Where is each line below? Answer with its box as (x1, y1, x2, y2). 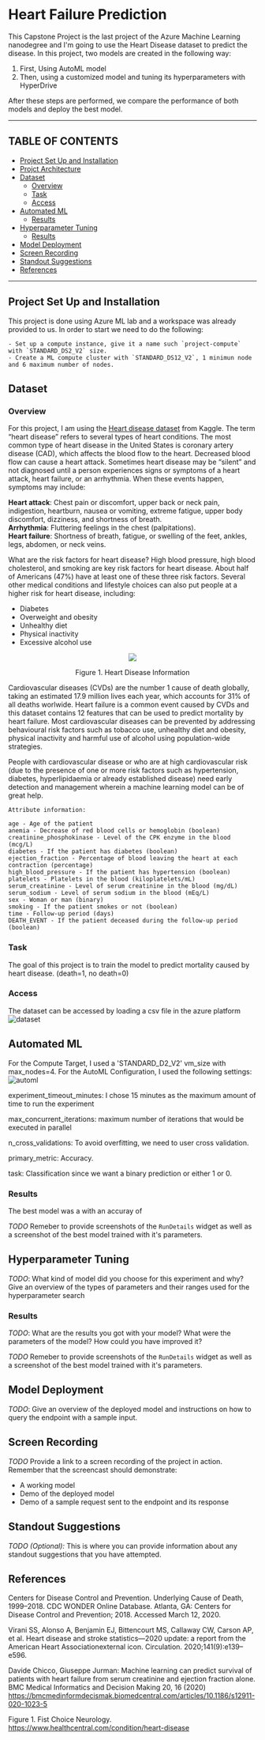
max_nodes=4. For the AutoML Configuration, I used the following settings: (8, 1066, 252, 1076)
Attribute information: (8, 806, 87, 814)
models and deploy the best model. (8, 104, 123, 114)
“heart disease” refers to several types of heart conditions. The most (8, 432, 231, 442)
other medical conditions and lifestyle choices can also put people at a (8, 580, 238, 590)
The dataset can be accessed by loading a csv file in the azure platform (8, 1006, 241, 1015)
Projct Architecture (19, 164, 81, 173)
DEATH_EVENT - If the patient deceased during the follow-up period (8, 917, 238, 925)
